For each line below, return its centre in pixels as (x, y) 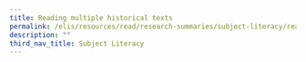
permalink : (30, 26)
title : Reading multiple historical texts (91, 18)
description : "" (40, 35)
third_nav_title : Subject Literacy (77, 43)
